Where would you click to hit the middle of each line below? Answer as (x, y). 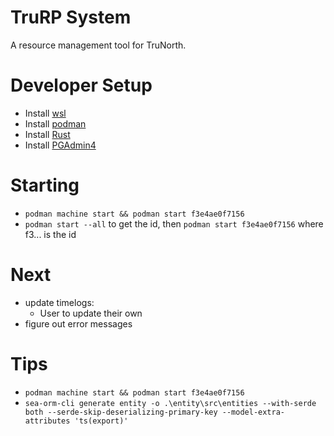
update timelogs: (59, 302)
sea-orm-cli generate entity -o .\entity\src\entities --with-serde (170, 403)
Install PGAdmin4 (60, 145)
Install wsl (45, 113)
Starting (45, 185)
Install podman (55, 123)
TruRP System (71, 17)
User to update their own (91, 313)
